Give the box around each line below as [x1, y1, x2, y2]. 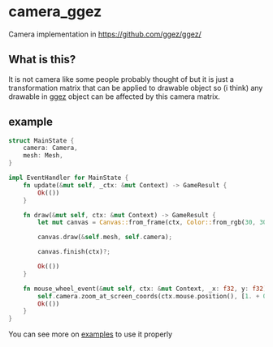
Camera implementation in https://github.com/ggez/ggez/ [8, 29, 201, 39]
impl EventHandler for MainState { [8, 173, 129, 182]
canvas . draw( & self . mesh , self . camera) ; [37, 233, 173, 242]
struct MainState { [8, 136, 75, 144]
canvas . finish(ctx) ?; [37, 248, 111, 256]
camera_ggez [8, 2, 102, 21]
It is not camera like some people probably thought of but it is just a [8, 74, 234, 84]
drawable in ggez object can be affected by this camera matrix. [8, 92, 221, 101]
